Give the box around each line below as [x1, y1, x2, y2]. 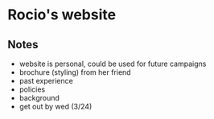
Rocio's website [7, 6, 117, 24]
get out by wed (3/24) [19, 102, 93, 111]
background [19, 93, 60, 102]
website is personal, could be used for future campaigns [19, 59, 207, 68]
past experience [19, 76, 73, 85]
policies [19, 84, 46, 94]
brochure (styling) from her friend [19, 68, 131, 77]
